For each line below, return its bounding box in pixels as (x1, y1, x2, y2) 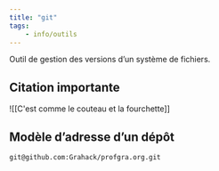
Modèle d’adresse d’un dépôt (9, 129, 175, 144)
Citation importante (9, 79, 120, 94)
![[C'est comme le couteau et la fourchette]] (9, 103, 171, 114)
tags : (9, 21, 29, 30)
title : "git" (9, 12, 58, 22)
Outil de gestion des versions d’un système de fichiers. (9, 54, 211, 65)
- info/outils (25, 29, 77, 38)
